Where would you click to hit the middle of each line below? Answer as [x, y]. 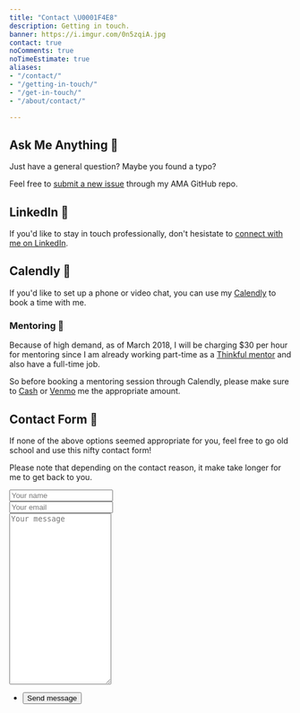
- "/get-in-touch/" [46, 92]
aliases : [26, 68]
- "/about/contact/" [48, 101]
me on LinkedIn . [39, 243]
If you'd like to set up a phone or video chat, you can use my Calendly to [143, 293]
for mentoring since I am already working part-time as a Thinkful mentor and [150, 355]
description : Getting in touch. [69, 26]
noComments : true [42, 51]
